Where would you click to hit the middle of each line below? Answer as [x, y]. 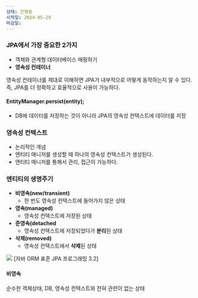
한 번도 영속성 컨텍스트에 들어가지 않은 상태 [74, 201]
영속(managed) [34, 208]
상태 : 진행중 [20, 12]
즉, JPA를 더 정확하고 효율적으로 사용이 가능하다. [63, 87]
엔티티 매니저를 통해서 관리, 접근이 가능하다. [67, 162]
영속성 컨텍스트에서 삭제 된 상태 [60, 246]
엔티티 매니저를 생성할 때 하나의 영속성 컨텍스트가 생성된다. [84, 155]
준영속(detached [36, 223]
